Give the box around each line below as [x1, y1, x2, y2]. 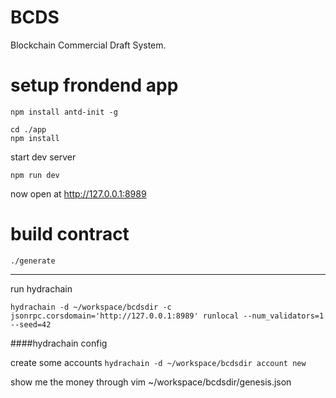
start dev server [10, 151, 77, 163]
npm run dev [10, 170, 60, 180]
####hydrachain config [10, 337, 108, 349]
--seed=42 [10, 319, 52, 330]
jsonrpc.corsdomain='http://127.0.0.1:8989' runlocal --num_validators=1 [10, 311, 325, 321]
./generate [10, 256, 56, 266]
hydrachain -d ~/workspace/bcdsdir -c [10, 302, 172, 312]
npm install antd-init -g [10, 107, 118, 117]
